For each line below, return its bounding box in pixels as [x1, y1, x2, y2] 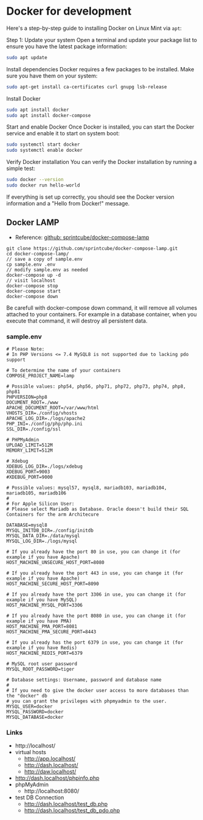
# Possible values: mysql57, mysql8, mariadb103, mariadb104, [6, 485, 167, 491]
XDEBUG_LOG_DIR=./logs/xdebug [6, 463, 83, 470]
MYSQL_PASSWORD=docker [6, 709, 64, 715]
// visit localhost [6, 277, 56, 283]
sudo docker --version [6, 177, 64, 183]
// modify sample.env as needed [6, 266, 88, 273]
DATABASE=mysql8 [6, 522, 47, 529]
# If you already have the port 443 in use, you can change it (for [6, 570, 184, 577]
